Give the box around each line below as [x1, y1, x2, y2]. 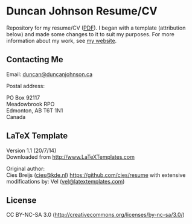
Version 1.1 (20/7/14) [6, 147, 57, 154]
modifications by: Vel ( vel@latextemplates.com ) [6, 178, 125, 185]
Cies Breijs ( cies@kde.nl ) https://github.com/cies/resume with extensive [6, 171, 186, 179]
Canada [6, 113, 26, 120]
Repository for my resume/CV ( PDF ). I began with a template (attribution [6, 24, 186, 31]
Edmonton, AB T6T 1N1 [6, 107, 63, 114]
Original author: [6, 165, 45, 172]
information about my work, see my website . [6, 37, 117, 44]
